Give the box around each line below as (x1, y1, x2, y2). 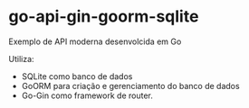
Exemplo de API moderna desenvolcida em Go (8, 36, 182, 47)
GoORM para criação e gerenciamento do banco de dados (21, 80, 241, 91)
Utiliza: (8, 53, 34, 64)
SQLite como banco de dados (21, 70, 133, 82)
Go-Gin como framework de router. (21, 90, 153, 101)
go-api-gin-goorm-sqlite (8, 6, 199, 27)
